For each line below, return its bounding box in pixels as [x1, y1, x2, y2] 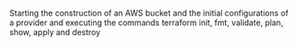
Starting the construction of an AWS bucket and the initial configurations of [9, 8, 289, 18]
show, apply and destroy [9, 27, 101, 37]
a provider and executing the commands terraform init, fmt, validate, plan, [9, 17, 284, 28]
